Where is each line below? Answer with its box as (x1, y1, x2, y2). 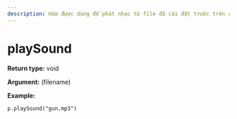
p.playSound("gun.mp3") (7, 105, 78, 112)
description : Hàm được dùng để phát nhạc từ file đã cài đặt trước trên (7, 10, 226, 18)
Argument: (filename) (7, 77, 71, 86)
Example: (7, 91, 36, 99)
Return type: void (7, 64, 59, 73)
